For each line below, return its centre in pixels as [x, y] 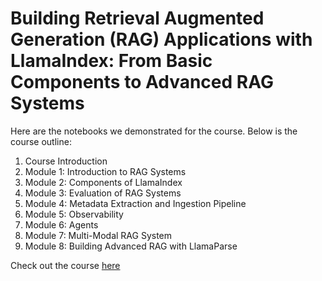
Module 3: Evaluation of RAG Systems [103, 193]
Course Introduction [66, 161]
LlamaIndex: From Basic [111, 61]
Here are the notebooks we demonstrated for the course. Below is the [154, 131]
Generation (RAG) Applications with [161, 39]
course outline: [41, 141]
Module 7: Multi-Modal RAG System [98, 235]
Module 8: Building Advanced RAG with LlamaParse [131, 246]
